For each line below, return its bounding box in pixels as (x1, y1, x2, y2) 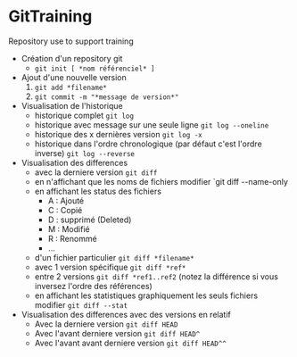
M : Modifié (47, 223, 90, 234)
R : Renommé (47, 233, 97, 244)
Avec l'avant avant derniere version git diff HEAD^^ (34, 337, 227, 348)
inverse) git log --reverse (34, 147, 136, 158)
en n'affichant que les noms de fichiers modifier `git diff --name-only (34, 176, 289, 187)
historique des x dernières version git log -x (34, 129, 202, 139)
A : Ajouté (47, 195, 85, 206)
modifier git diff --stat (34, 299, 128, 310)
